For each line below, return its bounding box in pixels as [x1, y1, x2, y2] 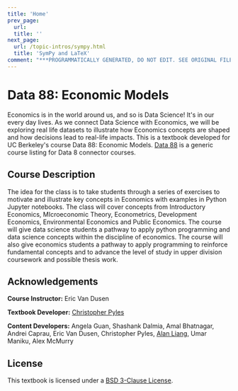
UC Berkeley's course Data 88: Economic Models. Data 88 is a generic [7, 140, 214, 149]
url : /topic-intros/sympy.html [13, 43, 106, 50]
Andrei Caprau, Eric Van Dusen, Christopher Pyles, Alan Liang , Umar [7, 329, 207, 338]
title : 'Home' [7, 10, 50, 18]
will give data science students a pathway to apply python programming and [7, 225, 230, 234]
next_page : [7, 37, 40, 44]
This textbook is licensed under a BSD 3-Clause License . [7, 376, 174, 385]
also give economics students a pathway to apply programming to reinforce [7, 240, 228, 249]
